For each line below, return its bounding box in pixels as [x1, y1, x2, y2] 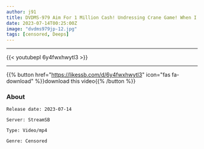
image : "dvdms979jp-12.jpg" [6, 25, 78, 32]
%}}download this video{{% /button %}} [35, 78, 136, 85]
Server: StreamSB [6, 117, 50, 123]
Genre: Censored [6, 138, 47, 144]
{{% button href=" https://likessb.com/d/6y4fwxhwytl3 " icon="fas [6, 71, 171, 79]
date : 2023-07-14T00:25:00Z [6, 20, 78, 26]
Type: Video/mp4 [6, 128, 47, 134]
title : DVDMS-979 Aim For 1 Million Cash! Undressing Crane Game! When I [6, 15, 197, 21]
